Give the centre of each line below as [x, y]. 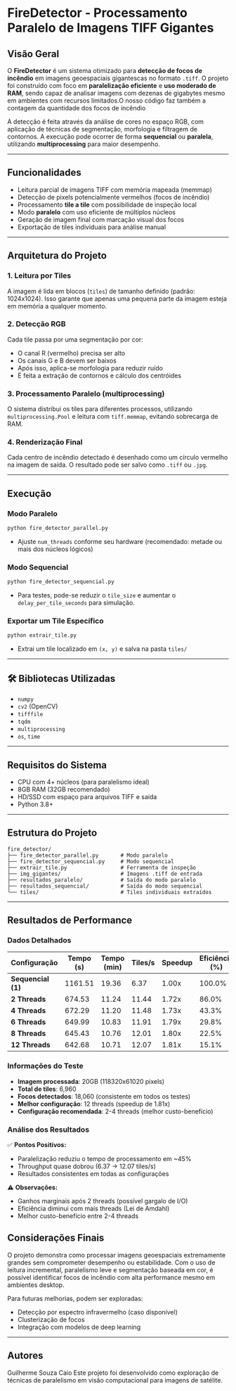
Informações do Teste [45, 1066]
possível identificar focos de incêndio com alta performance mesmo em [111, 1277]
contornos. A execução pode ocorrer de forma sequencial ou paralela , [110, 136]
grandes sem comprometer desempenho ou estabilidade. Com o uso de [111, 1262]
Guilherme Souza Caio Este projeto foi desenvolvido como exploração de [113, 1373]
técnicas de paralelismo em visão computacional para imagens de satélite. [115, 1380]
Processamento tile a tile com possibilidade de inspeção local [107, 205]
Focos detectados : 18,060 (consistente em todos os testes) [104, 1096]
